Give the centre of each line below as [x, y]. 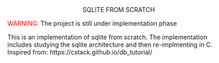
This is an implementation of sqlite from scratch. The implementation [107, 37]
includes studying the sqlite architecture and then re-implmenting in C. [110, 45]
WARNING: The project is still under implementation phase [92, 23]
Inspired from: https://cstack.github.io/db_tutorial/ [80, 52]
